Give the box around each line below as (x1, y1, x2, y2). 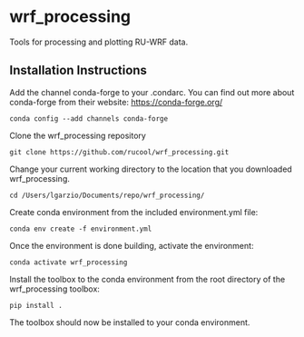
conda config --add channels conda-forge (9, 114, 169, 124)
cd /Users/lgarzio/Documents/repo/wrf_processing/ (9, 191, 205, 200)
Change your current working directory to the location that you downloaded (9, 164, 292, 174)
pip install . (9, 301, 64, 310)
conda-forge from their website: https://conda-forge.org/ (9, 96, 223, 107)
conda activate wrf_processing (9, 257, 128, 267)
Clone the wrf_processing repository (9, 130, 147, 141)
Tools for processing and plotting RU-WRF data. (9, 36, 189, 47)
